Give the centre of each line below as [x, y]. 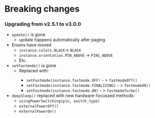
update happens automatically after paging [62, 40]
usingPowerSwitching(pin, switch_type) [59, 101]
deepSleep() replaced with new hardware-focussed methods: [73, 96]
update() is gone [29, 34]
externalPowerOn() [38, 112]
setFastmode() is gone [34, 66]
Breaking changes [42, 9]
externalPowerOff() [39, 106]
